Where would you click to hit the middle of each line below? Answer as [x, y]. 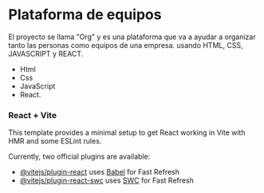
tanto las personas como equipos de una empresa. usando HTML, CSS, [126, 45]
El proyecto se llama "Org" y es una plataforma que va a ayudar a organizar [132, 37]
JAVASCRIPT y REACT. [46, 53]
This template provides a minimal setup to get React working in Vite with [127, 132]
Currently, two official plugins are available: [79, 156]
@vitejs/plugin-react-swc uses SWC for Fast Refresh [106, 180]
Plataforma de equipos [85, 15]
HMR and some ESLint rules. [55, 141]
